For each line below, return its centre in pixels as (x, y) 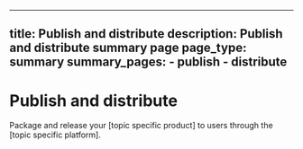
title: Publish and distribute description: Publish (146, 34)
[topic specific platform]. (55, 135)
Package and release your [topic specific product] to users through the (141, 126)
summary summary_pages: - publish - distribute (148, 62)
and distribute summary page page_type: (128, 48)
